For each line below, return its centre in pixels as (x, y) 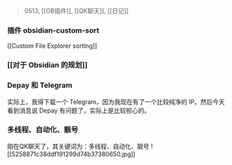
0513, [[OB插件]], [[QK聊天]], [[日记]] (77, 11)
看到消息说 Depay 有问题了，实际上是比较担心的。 (79, 110)
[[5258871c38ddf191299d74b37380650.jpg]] (71, 154)
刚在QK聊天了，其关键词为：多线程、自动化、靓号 (79, 146)
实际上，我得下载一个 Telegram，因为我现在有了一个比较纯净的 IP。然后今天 (116, 101)
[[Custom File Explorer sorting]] (52, 46)
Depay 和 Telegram (40, 86)
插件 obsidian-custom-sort (53, 30)
